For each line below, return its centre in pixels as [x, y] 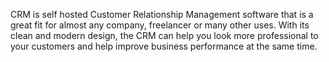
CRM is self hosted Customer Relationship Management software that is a [162, 14]
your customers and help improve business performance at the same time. [164, 46]
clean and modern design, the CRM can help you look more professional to [164, 35]
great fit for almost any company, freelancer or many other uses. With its [160, 25]
